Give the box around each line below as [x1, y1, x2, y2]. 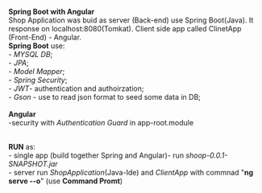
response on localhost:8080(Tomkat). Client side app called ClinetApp [8, 24, 242, 33]
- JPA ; [8, 58, 30, 68]
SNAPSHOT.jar [8, 159, 58, 168]
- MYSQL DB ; [8, 50, 53, 59]
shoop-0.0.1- [185, 150, 228, 160]
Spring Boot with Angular [8, 7, 95, 16]
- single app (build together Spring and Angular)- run [8, 150, 184, 160]
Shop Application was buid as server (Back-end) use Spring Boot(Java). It [8, 15, 254, 25]
